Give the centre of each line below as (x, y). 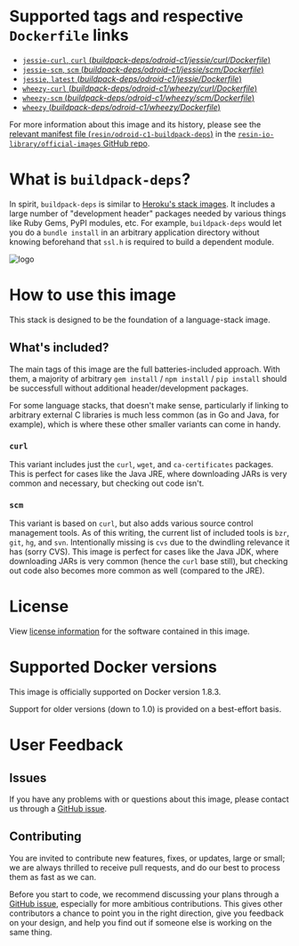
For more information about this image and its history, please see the (135, 124)
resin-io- (256, 134)
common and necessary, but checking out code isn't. (107, 483)
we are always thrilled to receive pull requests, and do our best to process (145, 867)
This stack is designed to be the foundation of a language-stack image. (140, 319)
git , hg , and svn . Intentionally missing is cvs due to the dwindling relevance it (149, 542)
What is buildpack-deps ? (100, 179)
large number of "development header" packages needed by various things (148, 213)
